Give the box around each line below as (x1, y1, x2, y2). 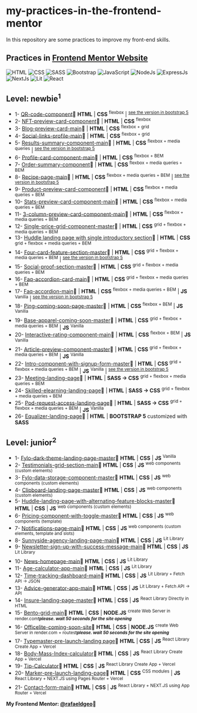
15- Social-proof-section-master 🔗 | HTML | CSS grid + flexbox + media (14, 262, 178, 270)
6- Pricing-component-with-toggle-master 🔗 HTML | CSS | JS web (14, 511, 175, 519)
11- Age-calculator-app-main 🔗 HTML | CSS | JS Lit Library (14, 564, 152, 571)
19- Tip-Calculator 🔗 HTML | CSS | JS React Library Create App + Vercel (14, 661, 175, 670)
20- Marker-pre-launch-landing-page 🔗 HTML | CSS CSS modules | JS (14, 668, 181, 677)
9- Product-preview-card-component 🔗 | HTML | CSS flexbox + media (14, 185, 178, 193)
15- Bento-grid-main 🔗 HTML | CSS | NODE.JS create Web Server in (14, 608, 171, 616)
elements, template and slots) (14, 531, 75, 537)
